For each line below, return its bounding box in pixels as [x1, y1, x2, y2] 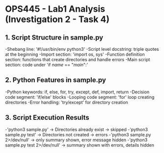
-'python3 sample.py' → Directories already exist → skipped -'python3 [5, 126, 148, 132]
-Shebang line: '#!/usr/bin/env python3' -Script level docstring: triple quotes [5, 46, 159, 52]
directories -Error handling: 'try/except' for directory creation [5, 99, 129, 105]
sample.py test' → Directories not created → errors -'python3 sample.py [5, 131, 151, 137]
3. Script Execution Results [5, 113, 89, 122]
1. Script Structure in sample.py [5, 33, 104, 42]
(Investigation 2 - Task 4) [5, 14, 109, 25]
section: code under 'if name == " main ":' [5, 62, 88, 67]
